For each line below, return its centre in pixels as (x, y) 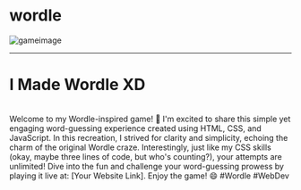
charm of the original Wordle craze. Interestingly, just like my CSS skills (140, 147)
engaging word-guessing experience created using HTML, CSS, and (135, 128)
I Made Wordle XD (77, 85)
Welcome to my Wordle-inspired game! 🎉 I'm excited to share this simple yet (150, 119)
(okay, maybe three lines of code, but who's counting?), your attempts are (146, 156)
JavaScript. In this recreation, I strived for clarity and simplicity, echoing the (149, 137)
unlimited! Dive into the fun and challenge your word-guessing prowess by (147, 166)
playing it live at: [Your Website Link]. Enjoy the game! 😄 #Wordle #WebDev (149, 176)
